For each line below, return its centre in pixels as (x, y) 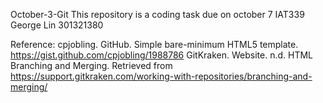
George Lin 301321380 (57, 25)
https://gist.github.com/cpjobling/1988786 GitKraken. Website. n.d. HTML (162, 55)
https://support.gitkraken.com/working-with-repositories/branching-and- (161, 76)
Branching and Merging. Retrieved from (91, 65)
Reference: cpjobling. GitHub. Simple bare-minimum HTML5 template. (154, 44)
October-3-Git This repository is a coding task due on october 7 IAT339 (157, 14)
